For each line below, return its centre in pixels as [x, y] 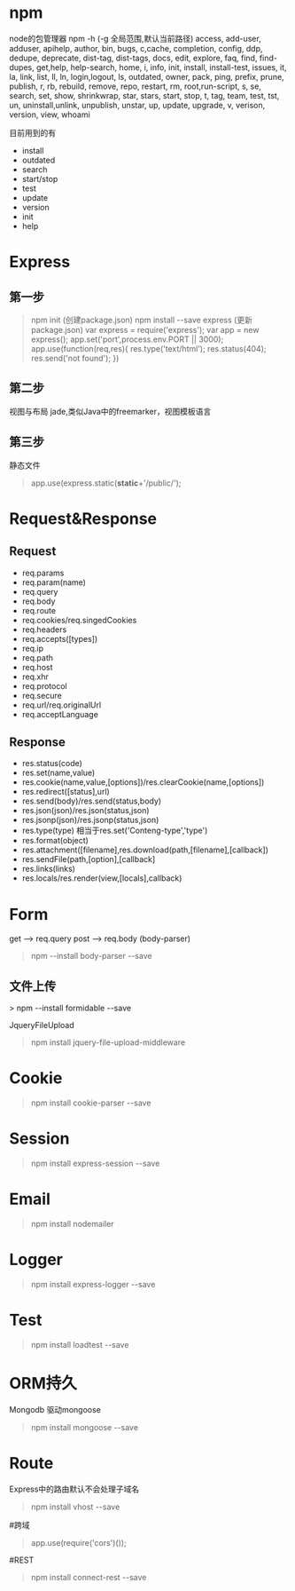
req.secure [42, 695]
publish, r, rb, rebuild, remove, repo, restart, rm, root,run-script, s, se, [135, 86]
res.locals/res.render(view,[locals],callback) [102, 878]
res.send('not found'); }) [75, 358]
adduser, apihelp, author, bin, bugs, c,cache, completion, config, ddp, [136, 48]
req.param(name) [54, 582]
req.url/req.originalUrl [62, 705]
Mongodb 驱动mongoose [55, 1409]
